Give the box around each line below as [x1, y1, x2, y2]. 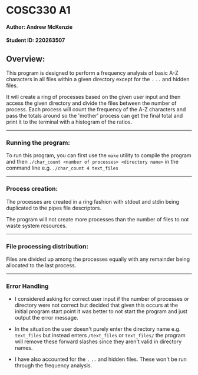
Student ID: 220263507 [6, 36, 65, 44]
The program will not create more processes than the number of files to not [6, 215, 189, 223]
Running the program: [6, 139, 71, 147]
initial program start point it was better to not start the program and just [14, 308, 187, 315]
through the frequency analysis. [14, 362, 93, 369]
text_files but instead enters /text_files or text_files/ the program [14, 332, 186, 339]
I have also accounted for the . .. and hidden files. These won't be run [14, 356, 187, 363]
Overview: [6, 54, 45, 64]
